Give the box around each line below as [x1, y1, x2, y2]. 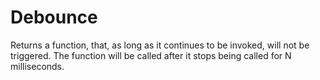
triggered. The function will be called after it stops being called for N [10, 49, 292, 61]
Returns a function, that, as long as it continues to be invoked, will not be [10, 39, 310, 51]
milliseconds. [10, 60, 65, 72]
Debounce [10, 6, 98, 29]
